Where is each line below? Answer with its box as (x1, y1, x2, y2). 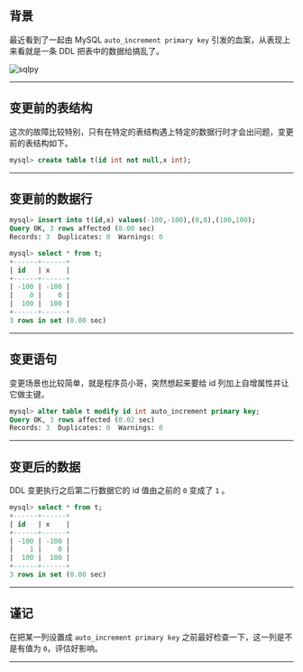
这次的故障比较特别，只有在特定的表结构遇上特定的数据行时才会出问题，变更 (9, 126, 294, 137)
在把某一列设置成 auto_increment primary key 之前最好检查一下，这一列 (9, 631, 278, 642)
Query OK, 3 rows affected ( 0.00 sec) (9, 224, 155, 233)
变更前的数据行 (9, 191, 93, 206)
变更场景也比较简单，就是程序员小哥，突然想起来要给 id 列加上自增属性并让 (9, 378, 289, 388)
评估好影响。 (55, 642, 104, 653)
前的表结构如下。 (9, 137, 73, 148)
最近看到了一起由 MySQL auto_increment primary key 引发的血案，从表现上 (9, 34, 291, 45)
